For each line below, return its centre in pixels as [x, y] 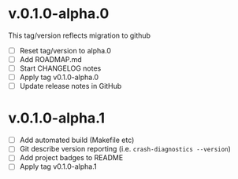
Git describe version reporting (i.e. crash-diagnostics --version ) [125, 149]
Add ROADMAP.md [51, 59]
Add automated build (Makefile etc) [77, 140]
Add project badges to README [71, 158]
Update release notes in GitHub [71, 86]
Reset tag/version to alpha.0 [65, 50]
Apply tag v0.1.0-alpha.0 [59, 77]
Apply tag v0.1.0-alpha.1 [58, 166]
